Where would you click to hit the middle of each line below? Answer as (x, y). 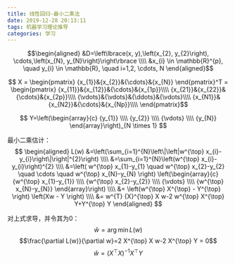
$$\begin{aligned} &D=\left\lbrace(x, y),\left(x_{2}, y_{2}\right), (118, 54)
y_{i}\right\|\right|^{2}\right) (59, 159)
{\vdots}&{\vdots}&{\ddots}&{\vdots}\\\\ (134, 97)
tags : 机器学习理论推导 (38, 27)
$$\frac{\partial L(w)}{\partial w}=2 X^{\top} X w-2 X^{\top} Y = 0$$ (118, 241)
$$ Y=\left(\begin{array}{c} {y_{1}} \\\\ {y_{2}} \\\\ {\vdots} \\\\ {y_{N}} (118, 118)
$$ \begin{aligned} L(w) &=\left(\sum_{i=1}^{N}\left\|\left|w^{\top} (109, 151)
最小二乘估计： (29, 140)
